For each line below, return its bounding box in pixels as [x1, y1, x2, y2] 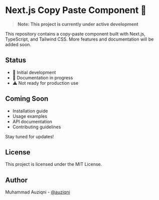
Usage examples [12, 113, 48, 119]
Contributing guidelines [12, 124, 61, 130]
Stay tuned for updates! [5, 133, 54, 139]
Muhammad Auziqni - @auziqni [5, 189, 70, 195]
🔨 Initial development [12, 69, 56, 75]
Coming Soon [5, 95, 49, 103]
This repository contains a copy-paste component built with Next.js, [5, 31, 145, 37]
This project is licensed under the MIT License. [5, 161, 102, 167]
